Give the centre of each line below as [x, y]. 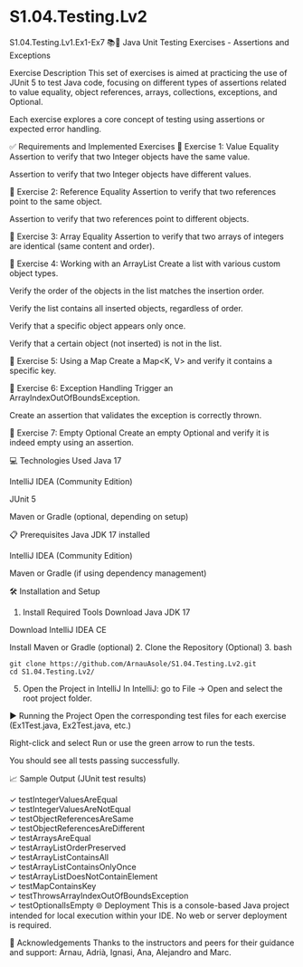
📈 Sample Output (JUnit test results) [78, 778]
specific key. [33, 370]
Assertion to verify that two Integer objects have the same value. [130, 157]
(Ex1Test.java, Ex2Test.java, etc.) [70, 725]
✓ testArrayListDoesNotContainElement [84, 876]
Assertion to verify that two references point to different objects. [129, 218]
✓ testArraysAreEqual [50, 838]
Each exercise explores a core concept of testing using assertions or [137, 119]
